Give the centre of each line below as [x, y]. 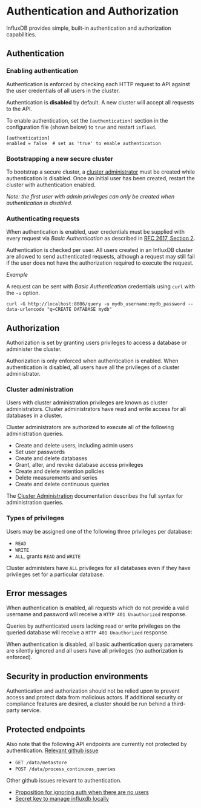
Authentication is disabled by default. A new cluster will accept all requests [100, 102]
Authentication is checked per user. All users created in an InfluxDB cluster [100, 250]
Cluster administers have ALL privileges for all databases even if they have [98, 568]
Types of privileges [35, 518]
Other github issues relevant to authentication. [64, 781]
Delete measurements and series [56, 478]
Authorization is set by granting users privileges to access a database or [97, 343]
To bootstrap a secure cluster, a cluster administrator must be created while [101, 172]
